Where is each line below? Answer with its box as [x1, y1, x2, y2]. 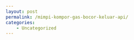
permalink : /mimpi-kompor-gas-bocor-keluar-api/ [5, 14, 129, 20]
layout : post [5, 8, 38, 15]
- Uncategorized [16, 25, 57, 31]
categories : [5, 19, 35, 25]
